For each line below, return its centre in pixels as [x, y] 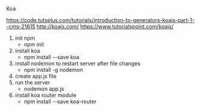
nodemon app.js [44, 89]
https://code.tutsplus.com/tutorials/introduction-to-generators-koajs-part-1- [100, 20]
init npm [25, 38]
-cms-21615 [21, 27]
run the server [32, 82]
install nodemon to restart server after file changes [78, 63]
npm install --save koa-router [60, 101]
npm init [34, 44]
